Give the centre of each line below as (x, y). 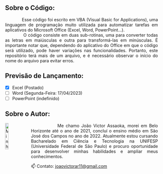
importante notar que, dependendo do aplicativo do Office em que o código (81, 45)
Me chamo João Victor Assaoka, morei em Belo (108, 126)
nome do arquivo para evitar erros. (40, 60)
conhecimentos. (47, 156)
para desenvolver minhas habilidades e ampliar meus (94, 151)
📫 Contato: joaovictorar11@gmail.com (69, 166)
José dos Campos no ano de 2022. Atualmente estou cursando (94, 136)
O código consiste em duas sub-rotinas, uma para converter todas (91, 35)
